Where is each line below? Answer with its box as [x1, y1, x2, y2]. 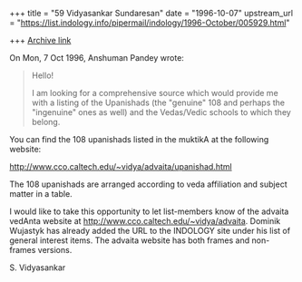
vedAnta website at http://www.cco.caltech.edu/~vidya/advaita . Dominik [9, 216, 281, 226]
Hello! [31, 70, 54, 81]
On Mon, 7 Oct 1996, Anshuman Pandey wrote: [9, 53, 184, 63]
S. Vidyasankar [9, 262, 66, 273]
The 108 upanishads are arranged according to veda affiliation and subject [9, 179, 287, 190]
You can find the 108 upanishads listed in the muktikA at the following [9, 134, 269, 144]
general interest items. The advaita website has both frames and [9, 235, 250, 246]
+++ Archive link [9, 35, 72, 45]
